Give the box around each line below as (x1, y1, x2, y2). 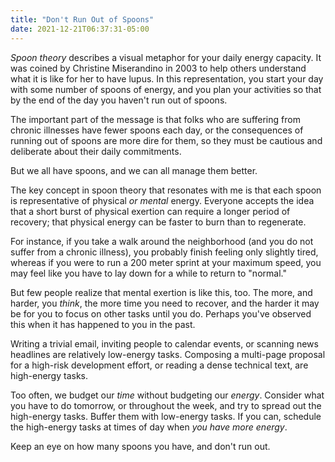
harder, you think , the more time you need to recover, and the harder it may (10, 297, 320, 309)
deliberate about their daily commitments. (10, 145, 182, 157)
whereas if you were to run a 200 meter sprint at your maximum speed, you (10, 256, 322, 268)
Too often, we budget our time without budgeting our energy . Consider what (10, 389, 325, 401)
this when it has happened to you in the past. (10, 318, 196, 330)
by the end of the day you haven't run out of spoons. (10, 94, 228, 106)
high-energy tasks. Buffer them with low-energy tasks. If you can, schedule (10, 410, 322, 422)
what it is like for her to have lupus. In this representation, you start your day (10, 72, 324, 85)
